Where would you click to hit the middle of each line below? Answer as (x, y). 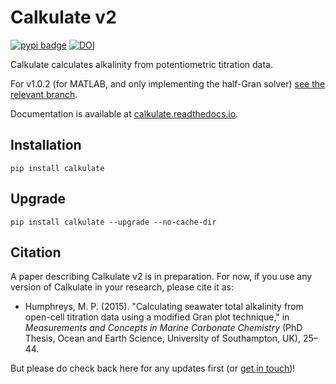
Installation (46, 145)
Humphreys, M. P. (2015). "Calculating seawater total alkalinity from (164, 307)
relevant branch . (44, 94)
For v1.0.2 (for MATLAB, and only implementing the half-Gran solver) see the (168, 83)
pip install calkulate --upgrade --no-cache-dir (113, 222)
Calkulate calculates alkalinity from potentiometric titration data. (141, 64)
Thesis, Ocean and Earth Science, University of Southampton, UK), (162, 338)
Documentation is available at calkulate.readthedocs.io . (124, 113)
